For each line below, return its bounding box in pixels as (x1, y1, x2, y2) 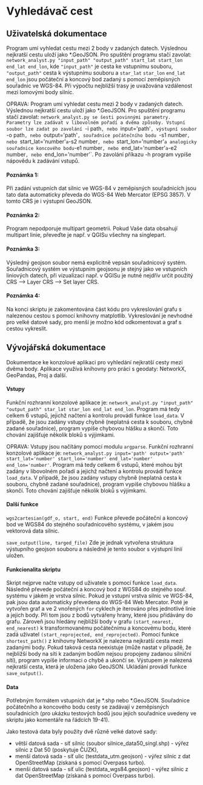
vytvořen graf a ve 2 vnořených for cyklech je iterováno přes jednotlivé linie (6, 605, 196, 613)
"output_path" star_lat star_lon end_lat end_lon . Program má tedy (6, 405, 180, 412)
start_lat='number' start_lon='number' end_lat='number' (6, 455, 153, 462)
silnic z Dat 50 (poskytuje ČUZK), (15, 746, 99, 753)
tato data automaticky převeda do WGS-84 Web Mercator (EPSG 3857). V (6, 191, 191, 199)
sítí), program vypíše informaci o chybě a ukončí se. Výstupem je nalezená (6, 657, 193, 664)
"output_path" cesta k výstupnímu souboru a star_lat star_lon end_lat (6, 69, 186, 76)
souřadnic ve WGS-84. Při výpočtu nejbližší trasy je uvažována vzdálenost (6, 82, 193, 89)
